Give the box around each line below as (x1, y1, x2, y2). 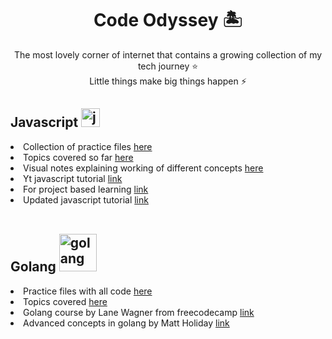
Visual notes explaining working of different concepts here (23, 162, 264, 174)
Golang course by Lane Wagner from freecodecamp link (23, 306, 255, 318)
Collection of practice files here (23, 140, 153, 152)
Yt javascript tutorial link (23, 172, 123, 184)
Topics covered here (23, 295, 108, 307)
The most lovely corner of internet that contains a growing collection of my (13, 48, 323, 61)
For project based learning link (23, 183, 149, 195)
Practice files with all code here (23, 285, 153, 297)
